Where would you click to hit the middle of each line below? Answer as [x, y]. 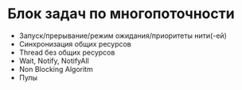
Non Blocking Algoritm [56, 69]
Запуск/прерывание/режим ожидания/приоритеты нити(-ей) [123, 36]
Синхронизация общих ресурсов [75, 43]
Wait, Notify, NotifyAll [54, 61]
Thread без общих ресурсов [67, 52]
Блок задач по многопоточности [121, 14]
